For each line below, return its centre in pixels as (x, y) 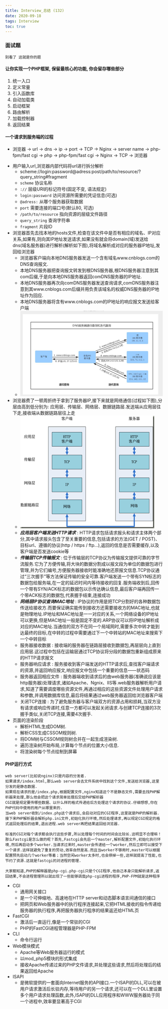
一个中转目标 (33, 639)
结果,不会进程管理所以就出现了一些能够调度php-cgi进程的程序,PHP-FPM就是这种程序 (84, 876)
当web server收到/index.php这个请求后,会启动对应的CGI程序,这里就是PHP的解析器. (82, 813)
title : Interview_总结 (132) (35, 11)
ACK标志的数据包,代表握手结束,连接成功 (70, 595)
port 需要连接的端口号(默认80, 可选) (57, 208)
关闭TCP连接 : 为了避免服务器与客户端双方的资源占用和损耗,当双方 (88, 702)
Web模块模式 (26, 946)
